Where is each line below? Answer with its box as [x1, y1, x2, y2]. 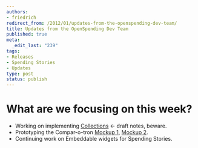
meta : [6, 37, 20, 43]
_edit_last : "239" [12, 43, 59, 49]
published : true [6, 31, 47, 37]
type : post [6, 71, 34, 77]
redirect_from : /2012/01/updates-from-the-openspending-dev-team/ [6, 20, 177, 26]
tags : [6, 48, 20, 54]
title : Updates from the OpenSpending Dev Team [6, 25, 129, 32]
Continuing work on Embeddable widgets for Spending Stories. [15, 135, 173, 143]
